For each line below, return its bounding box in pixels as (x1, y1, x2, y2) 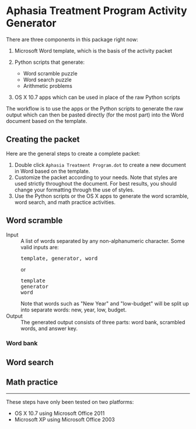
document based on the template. (6, 117, 87, 124)
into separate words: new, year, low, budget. (20, 306, 127, 313)
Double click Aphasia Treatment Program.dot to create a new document (14, 161, 187, 168)
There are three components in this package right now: (6, 36, 138, 43)
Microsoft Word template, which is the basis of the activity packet (14, 47, 173, 54)
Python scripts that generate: (14, 59, 85, 66)
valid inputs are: (20, 243, 60, 250)
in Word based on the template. (14, 167, 90, 174)
